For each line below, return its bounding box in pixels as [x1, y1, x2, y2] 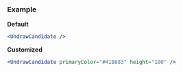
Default [7, 20, 29, 29]
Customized [7, 46, 42, 54]
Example [7, 5, 37, 14]
